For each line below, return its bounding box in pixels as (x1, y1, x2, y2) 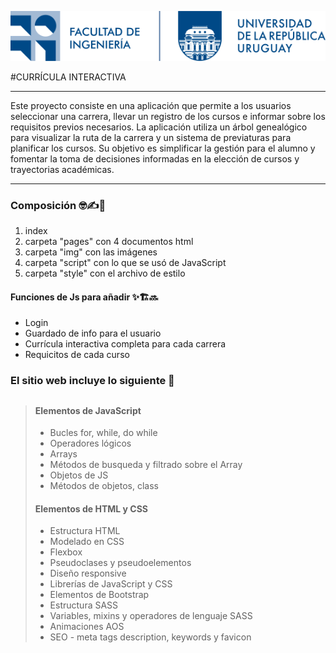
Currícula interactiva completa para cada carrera (24, 338, 227, 350)
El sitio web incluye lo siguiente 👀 (10, 374, 175, 388)
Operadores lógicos (49, 437, 132, 450)
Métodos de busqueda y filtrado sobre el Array (49, 459, 243, 471)
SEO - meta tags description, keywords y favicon (49, 631, 252, 643)
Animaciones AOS (49, 621, 125, 633)
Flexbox (49, 546, 83, 558)
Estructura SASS (49, 599, 119, 611)
